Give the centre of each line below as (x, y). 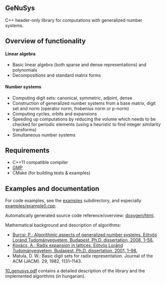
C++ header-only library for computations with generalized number (74, 20)
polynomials (25, 70)
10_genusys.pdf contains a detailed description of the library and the (75, 271)
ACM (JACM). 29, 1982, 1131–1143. (47, 261)
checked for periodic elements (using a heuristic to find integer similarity (86, 124)
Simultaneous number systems (44, 135)
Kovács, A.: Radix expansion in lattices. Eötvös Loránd (67, 245)
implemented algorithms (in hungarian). (45, 276)
